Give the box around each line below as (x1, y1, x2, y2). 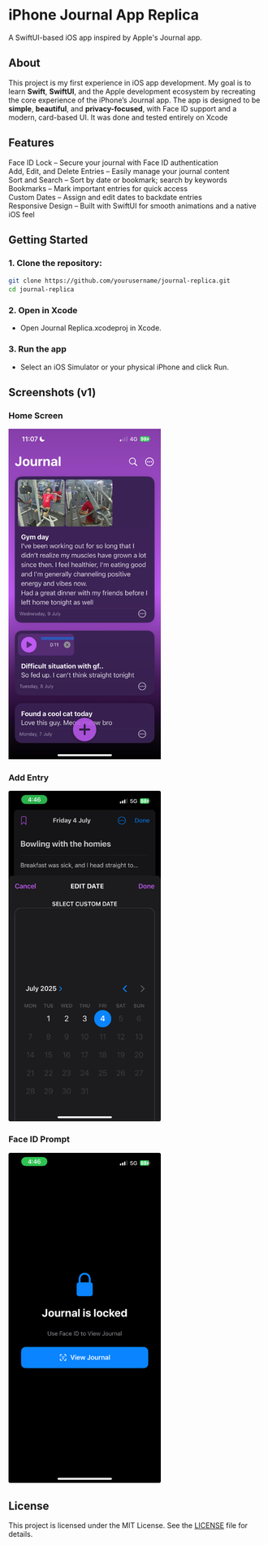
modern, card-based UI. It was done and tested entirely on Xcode (8, 112, 228, 122)
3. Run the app (8, 343, 67, 355)
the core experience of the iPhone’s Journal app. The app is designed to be (8, 95, 261, 105)
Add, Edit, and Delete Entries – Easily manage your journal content (8, 166, 230, 176)
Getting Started (8, 233, 89, 247)
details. (8, 1530, 33, 1539)
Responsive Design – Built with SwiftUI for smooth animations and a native (8, 201, 257, 211)
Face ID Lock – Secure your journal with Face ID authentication (8, 157, 218, 168)
